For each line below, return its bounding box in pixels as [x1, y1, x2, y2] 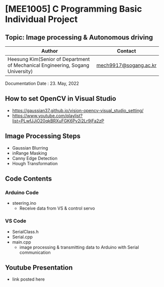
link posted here [12, 276, 45, 282]
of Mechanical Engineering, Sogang [7, 62, 89, 69]
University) [7, 68, 33, 75]
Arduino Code [5, 189, 39, 196]
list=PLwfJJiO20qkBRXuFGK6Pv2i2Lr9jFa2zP [12, 118, 104, 124]
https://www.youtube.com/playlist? [12, 113, 83, 118]
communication [19, 249, 51, 255]
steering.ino [12, 200, 37, 206]
